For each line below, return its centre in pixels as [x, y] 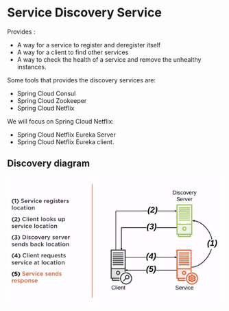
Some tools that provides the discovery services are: [82, 80]
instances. [32, 67]
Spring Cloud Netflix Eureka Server [67, 135]
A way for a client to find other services [73, 52]
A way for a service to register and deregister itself [89, 45]
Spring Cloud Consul [46, 93]
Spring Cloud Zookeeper [52, 100]
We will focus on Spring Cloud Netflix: [61, 121]
